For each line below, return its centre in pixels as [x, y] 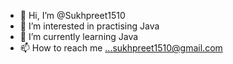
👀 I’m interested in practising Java [89, 26]
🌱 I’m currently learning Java [79, 36]
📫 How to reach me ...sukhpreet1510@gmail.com [121, 48]
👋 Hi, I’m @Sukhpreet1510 [72, 15]
